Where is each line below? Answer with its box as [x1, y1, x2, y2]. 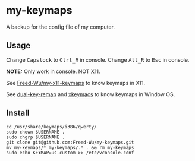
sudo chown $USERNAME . [6, 129, 65, 135]
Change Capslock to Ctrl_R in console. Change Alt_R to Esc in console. [6, 56, 190, 63]
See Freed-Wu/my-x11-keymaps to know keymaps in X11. [6, 79, 146, 86]
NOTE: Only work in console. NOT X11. [6, 68, 100, 75]
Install [6, 108, 30, 118]
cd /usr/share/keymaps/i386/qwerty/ [6, 124, 97, 130]
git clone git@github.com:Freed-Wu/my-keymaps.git [6, 139, 134, 146]
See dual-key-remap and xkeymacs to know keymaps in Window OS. [6, 90, 175, 98]
